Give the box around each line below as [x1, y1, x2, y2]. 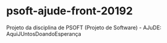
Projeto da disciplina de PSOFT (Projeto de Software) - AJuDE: [6, 24, 162, 31]
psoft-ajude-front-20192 [6, 4, 133, 18]
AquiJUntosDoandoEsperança [6, 30, 81, 37]
